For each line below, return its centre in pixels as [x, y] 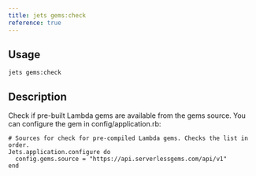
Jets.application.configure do [59, 152]
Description [37, 96]
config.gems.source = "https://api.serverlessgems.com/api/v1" [121, 159]
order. [19, 145]
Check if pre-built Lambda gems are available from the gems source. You [127, 115]
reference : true [35, 23]
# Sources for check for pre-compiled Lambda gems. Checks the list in [128, 138]
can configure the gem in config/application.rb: [85, 124]
